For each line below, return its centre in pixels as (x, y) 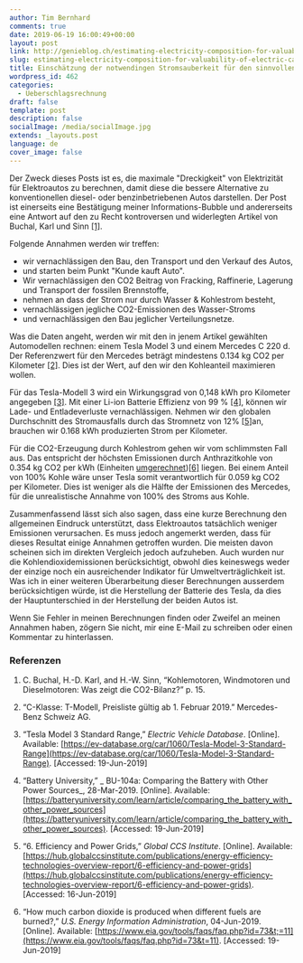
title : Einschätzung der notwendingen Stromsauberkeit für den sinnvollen (153, 69)
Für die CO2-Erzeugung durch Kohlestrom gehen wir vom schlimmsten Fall (148, 448)
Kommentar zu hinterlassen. (62, 637)
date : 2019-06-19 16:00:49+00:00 (72, 34)
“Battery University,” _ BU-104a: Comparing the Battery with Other (145, 780)
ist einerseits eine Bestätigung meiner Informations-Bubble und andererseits (151, 207)
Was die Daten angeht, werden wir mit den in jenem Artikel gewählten (138, 336)
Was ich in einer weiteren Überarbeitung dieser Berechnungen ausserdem (147, 581)
